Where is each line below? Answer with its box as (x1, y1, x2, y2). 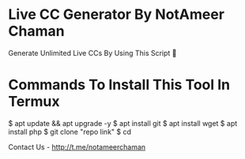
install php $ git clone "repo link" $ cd (8, 127, 132, 136)
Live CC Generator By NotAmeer (8, 6, 225, 24)
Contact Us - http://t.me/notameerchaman (8, 142, 146, 151)
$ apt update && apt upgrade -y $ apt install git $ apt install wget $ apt (8, 118, 238, 128)
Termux (8, 93, 61, 111)
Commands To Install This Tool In (8, 76, 231, 94)
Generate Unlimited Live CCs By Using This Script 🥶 (8, 48, 177, 57)
